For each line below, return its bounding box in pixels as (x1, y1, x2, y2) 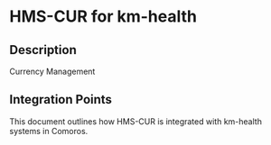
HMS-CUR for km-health (9, 6, 197, 27)
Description (9, 42, 77, 58)
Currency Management (9, 66, 96, 77)
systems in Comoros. (9, 125, 89, 136)
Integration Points (9, 92, 113, 107)
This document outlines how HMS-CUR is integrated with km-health (9, 115, 262, 127)
